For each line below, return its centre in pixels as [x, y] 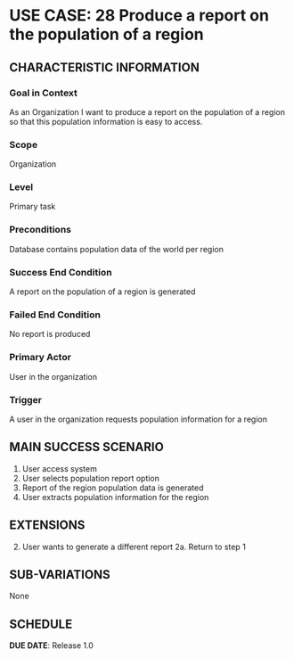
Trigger [26, 399]
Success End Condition [61, 272]
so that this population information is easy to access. [106, 121]
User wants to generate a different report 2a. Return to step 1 [134, 547]
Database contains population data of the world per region [117, 249]
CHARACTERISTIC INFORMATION [105, 67]
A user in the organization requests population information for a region [138, 419]
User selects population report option [91, 478]
